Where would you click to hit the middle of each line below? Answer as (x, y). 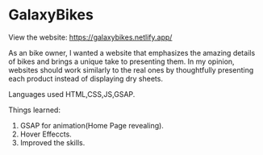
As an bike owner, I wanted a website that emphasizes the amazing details (132, 52)
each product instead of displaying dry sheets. (86, 78)
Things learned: (34, 110)
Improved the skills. (52, 142)
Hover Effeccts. (46, 134)
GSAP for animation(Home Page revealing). (92, 125)
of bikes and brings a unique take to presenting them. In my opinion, (122, 61)
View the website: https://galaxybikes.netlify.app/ (90, 37)
